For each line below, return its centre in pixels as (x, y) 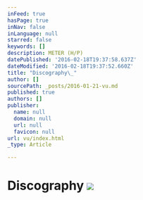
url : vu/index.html (36, 138)
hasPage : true (28, 20)
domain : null (33, 118)
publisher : (23, 106)
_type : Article (30, 145)
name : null (30, 112)
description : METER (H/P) (45, 54)
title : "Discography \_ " (42, 73)
